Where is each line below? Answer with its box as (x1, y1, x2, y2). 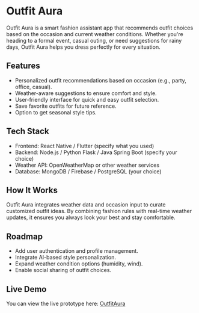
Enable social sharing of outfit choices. (14, 267, 112, 274)
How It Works (6, 185, 58, 195)
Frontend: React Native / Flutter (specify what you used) (14, 142, 155, 149)
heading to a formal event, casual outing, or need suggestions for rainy (6, 37, 182, 44)
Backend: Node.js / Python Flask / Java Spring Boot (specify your (14, 149, 177, 156)
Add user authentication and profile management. (14, 247, 138, 255)
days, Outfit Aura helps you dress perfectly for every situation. (6, 43, 161, 51)
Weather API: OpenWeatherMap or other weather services (14, 161, 160, 169)
